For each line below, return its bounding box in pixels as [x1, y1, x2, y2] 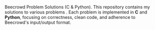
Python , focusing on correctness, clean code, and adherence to [4, 15, 136, 20]
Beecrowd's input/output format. [4, 19, 71, 25]
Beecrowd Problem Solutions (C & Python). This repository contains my [4, 4, 151, 10]
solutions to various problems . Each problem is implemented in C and [4, 9, 148, 15]
